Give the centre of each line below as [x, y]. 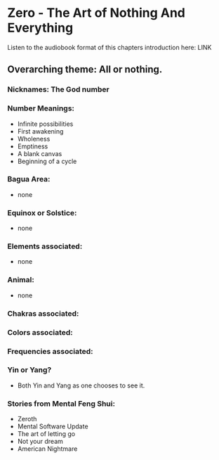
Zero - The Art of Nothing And [97, 13]
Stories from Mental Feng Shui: [61, 404]
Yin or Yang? [29, 370]
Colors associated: [40, 332]
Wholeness [34, 139]
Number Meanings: [41, 108]
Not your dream [40, 442]
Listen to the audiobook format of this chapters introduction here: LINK [109, 47]
